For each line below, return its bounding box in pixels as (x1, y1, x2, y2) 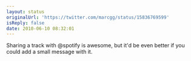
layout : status (6, 8, 45, 15)
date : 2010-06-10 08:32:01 (6, 25, 75, 32)
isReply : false (6, 20, 45, 26)
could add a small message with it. (6, 48, 93, 56)
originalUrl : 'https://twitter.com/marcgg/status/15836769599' (6, 14, 170, 20)
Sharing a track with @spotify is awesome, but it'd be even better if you (6, 42, 185, 49)
